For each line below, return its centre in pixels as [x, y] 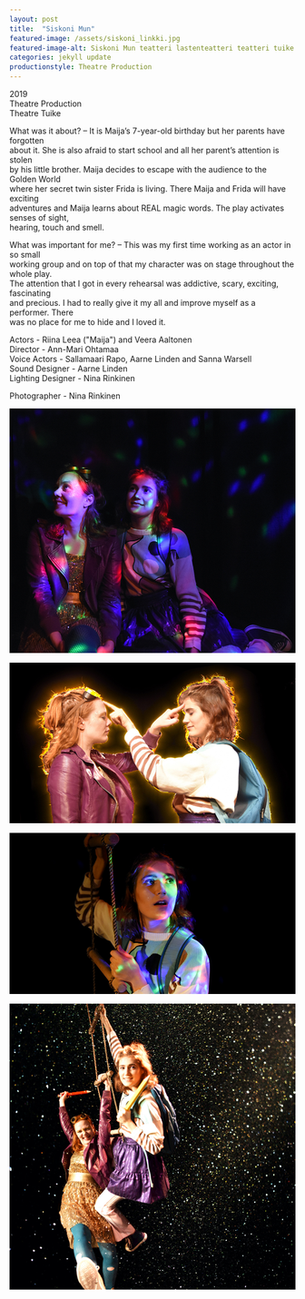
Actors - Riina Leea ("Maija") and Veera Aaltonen [101, 340]
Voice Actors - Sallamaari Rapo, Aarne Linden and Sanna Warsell [131, 359]
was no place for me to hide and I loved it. [88, 322]
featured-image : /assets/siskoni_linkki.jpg [95, 38]
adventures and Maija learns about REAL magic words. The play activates [147, 208]
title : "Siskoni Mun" [52, 29]
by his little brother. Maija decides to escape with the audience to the [138, 169]
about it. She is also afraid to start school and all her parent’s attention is [144, 150]
